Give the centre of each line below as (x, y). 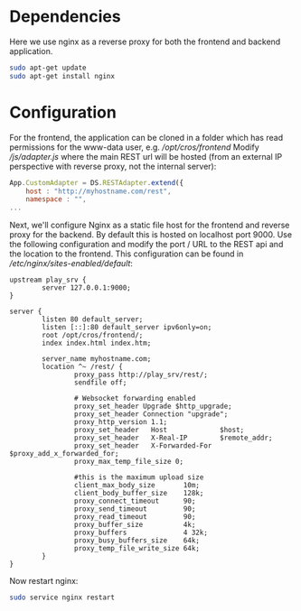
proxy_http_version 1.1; (121, 422)
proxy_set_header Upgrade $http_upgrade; (153, 407)
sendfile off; (100, 383)
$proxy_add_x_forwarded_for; (64, 454)
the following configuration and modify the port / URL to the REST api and (146, 245)
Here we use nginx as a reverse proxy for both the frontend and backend (145, 42)
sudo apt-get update (48, 68)
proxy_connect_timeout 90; (135, 501)
